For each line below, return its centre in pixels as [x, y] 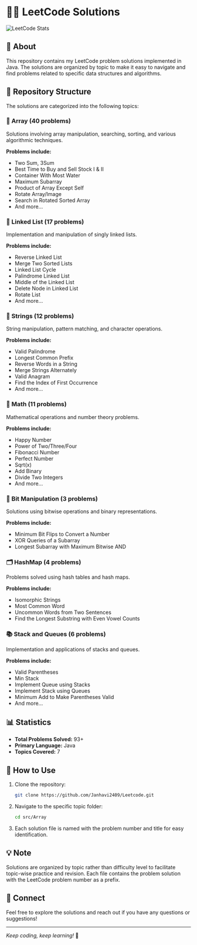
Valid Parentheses [36, 672]
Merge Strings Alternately [46, 370]
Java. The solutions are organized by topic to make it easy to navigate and [96, 67]
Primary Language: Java [45, 745]
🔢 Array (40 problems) [39, 121]
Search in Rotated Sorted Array [52, 200]
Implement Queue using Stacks [52, 684]
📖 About [21, 47]
